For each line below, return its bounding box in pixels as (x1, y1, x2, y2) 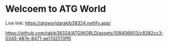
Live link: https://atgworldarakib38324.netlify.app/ (5, 20, 111, 26)
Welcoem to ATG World (5, 3, 106, 15)
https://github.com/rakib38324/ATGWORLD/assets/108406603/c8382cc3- (5, 30, 164, 36)
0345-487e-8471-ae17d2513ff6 (5, 35, 72, 41)
